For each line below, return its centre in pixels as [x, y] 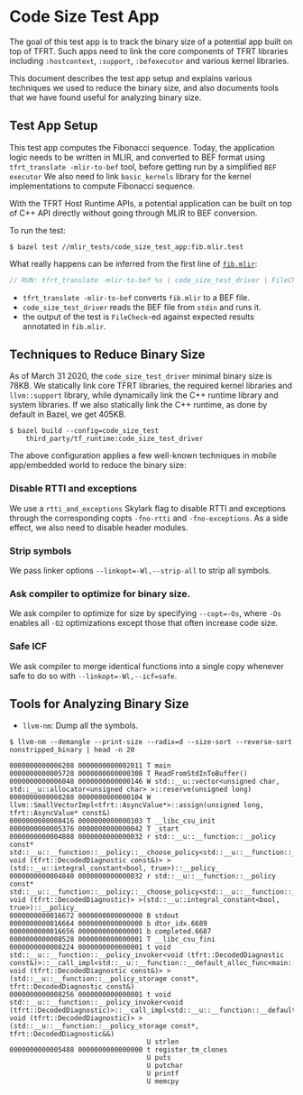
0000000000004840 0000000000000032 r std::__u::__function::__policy [143, 877]
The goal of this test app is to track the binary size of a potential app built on [151, 41]
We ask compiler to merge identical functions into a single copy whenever [147, 666]
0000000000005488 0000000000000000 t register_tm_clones [119, 1050]
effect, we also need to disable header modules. [99, 527]
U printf [163, 1074]
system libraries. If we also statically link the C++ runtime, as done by [138, 405]
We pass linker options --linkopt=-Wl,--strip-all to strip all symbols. [141, 571]
